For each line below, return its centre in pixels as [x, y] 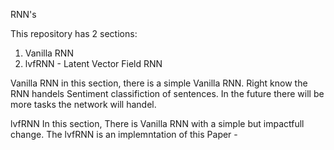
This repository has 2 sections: [74, 33]
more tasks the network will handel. [83, 104]
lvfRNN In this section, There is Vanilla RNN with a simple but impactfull [157, 123]
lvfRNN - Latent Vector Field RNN [93, 63]
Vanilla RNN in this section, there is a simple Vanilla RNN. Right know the [159, 83]
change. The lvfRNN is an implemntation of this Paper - [124, 134]
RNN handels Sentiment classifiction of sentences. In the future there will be [167, 93]
